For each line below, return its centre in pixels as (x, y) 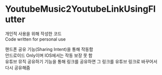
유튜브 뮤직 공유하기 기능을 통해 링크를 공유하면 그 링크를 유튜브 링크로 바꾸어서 (81, 61)
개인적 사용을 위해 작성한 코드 (33, 33)
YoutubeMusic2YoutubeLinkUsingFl (81, 9)
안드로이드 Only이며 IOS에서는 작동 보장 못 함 (49, 55)
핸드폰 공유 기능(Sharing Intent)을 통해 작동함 (49, 49)
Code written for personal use (35, 39)
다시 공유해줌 (18, 68)
